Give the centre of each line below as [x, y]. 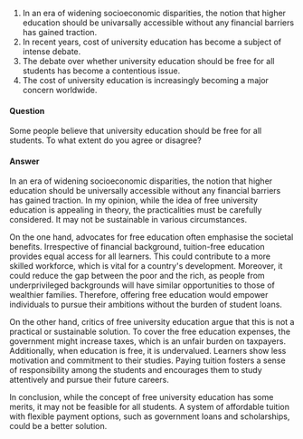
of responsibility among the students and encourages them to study [136, 370]
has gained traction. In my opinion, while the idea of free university [134, 200]
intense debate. [52, 52]
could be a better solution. [58, 426]
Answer [24, 161]
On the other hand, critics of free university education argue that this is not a [152, 322]
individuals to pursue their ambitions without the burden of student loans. [146, 305]
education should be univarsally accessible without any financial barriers [158, 23]
